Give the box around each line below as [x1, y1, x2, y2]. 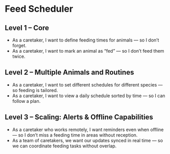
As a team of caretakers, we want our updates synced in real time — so [12, 137, 163, 143]
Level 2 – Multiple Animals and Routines [5, 68, 134, 77]
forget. [12, 42, 27, 49]
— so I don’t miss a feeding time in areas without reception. [12, 131, 138, 138]
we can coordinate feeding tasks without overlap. [12, 143, 117, 149]
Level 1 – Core [5, 24, 49, 32]
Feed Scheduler [5, 3, 73, 15]
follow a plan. [12, 98, 41, 104]
